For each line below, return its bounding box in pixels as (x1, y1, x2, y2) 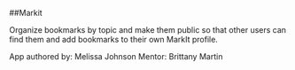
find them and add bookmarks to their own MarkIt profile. (9, 35, 219, 44)
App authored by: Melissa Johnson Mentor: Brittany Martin (9, 51, 223, 61)
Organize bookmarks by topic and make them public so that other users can (9, 25, 286, 35)
